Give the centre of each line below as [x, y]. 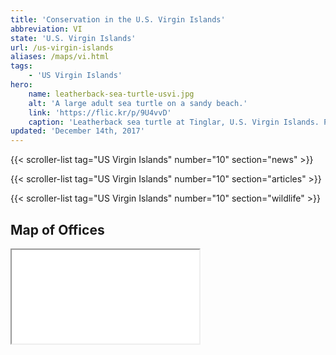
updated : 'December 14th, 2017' [77, 131]
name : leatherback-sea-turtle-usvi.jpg [111, 94]
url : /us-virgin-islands [62, 47]
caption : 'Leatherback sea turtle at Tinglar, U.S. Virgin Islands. [174, 122]
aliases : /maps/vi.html [60, 57]
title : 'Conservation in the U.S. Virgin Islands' [118, 19]
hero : [21, 85]
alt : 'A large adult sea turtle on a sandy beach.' [138, 103]
